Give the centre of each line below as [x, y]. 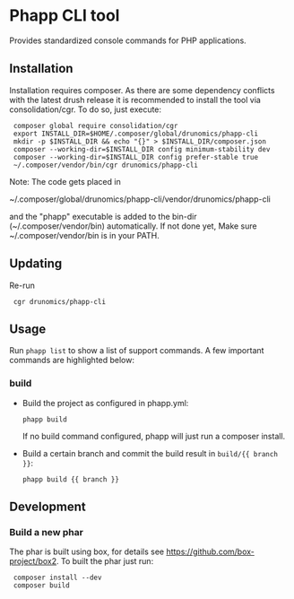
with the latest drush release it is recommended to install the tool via [135, 100]
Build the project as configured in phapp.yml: [105, 403]
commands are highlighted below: [72, 360]
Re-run [22, 285]
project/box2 [33, 561]
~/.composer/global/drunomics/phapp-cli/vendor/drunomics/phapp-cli [140, 199]
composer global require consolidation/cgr [95, 126]
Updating [36, 264]
